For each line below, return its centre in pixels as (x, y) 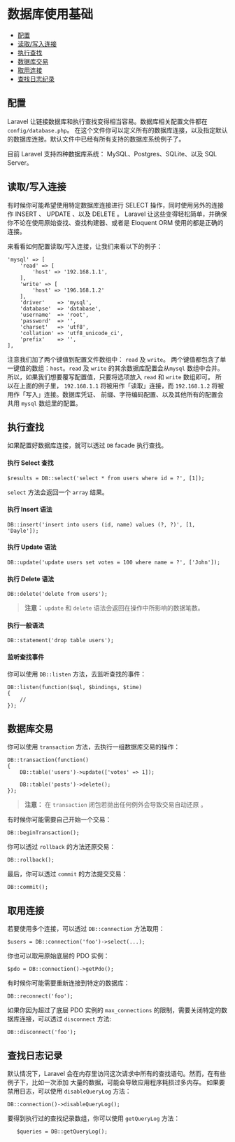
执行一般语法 (26, 625)
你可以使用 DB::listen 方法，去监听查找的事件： (77, 674)
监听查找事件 (26, 657)
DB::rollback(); (31, 860)
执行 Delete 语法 (31, 578)
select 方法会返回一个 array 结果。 (58, 492)
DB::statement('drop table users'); (60, 641)
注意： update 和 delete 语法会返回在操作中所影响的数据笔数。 (114, 608)
